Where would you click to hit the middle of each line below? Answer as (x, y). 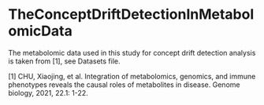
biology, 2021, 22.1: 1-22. (48, 92)
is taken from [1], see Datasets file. (64, 61)
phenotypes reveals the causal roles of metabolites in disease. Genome (124, 85)
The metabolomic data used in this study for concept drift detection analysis (132, 52)
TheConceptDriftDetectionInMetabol (131, 14)
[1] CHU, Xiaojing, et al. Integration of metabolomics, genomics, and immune (132, 76)
